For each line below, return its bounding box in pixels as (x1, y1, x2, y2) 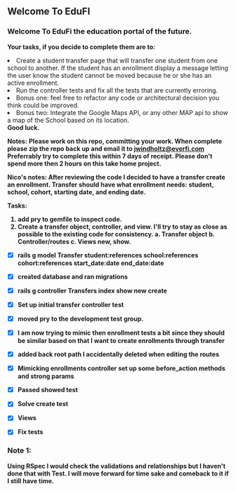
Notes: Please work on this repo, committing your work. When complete (7, 137, 223, 145)
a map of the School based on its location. (7, 116, 130, 124)
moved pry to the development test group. (17, 314, 144, 323)
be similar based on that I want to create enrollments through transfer (17, 337, 225, 345)
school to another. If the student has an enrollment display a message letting (7, 63, 228, 72)
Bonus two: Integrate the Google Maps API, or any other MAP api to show (16, 108, 228, 116)
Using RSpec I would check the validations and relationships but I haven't (7, 462, 226, 470)
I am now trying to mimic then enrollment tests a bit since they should (17, 329, 225, 337)
